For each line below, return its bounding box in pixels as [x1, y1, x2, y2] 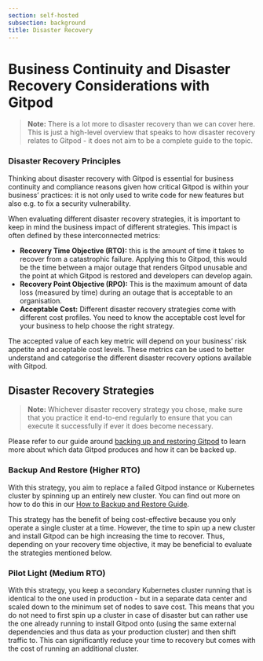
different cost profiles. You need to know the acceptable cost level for [19, 312, 246, 322]
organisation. [19, 296, 63, 305]
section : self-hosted [8, 11, 79, 20]
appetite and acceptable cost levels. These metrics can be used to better [8, 344, 245, 354]
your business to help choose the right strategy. [19, 321, 175, 330]
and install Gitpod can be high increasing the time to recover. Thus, [8, 531, 225, 541]
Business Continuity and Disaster [8, 60, 231, 78]
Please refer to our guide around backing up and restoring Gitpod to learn [8, 437, 247, 446]
